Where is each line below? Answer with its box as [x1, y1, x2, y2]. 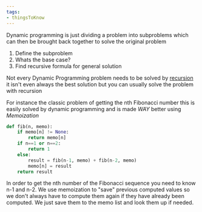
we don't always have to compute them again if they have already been [6, 193, 185, 200]
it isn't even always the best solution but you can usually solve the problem [6, 80, 194, 88]
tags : [6, 9, 20, 15]
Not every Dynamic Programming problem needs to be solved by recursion [6, 74, 194, 81]
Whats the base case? [15, 56, 71, 63]
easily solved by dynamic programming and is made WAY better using [6, 105, 181, 112]
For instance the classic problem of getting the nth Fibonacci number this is [6, 98, 195, 106]
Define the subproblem [15, 49, 73, 56]
